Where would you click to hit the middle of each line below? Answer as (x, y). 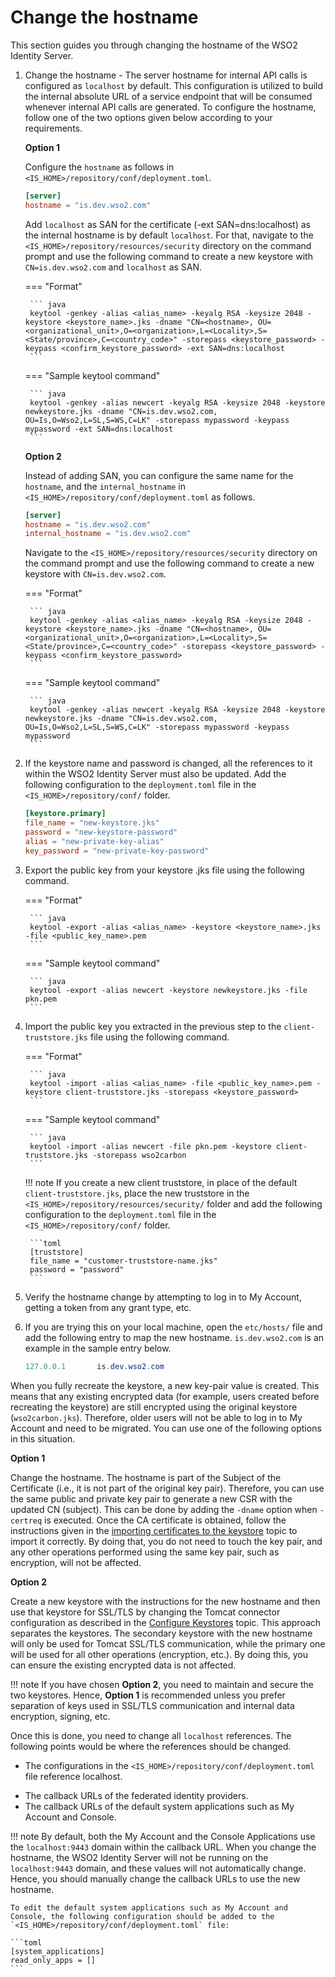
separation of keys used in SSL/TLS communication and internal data (152, 1705)
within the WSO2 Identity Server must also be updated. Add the (155, 774)
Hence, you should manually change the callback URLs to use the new (155, 1878)
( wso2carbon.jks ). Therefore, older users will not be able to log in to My (156, 1417)
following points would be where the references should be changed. (151, 1746)
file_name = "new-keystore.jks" (92, 823)
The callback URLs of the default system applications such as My (159, 1806)
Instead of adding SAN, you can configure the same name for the (159, 475)
